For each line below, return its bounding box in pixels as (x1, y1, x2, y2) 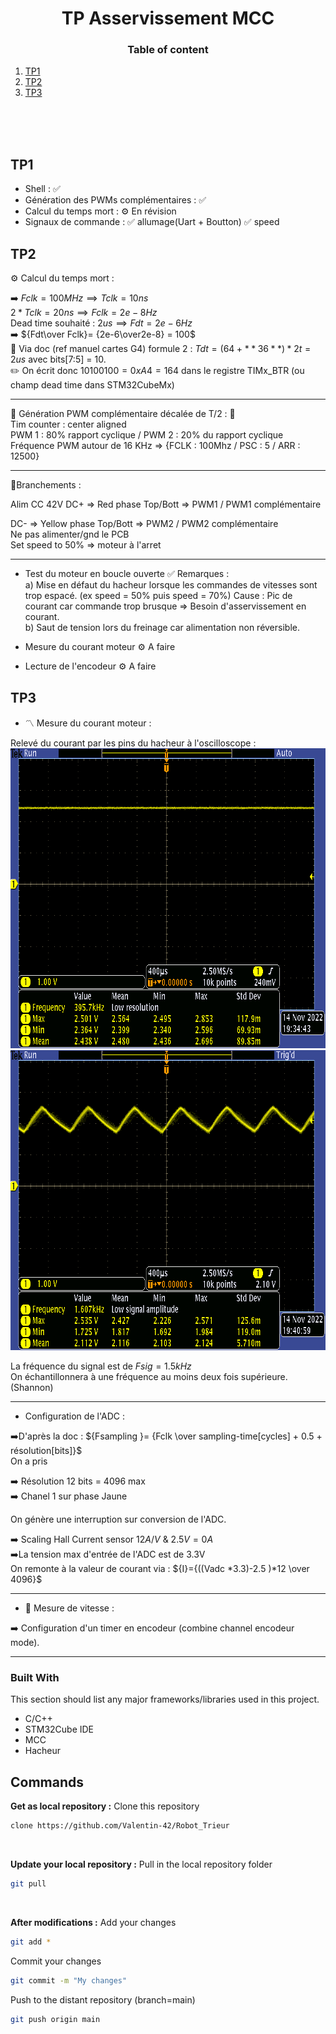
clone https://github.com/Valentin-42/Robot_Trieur (10, 1821, 230, 1831)
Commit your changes (10, 1955, 102, 1967)
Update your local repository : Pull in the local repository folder (10, 1858, 273, 1870)
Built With (10, 1670, 60, 1684)
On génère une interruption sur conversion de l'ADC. (10, 1513, 227, 1525)
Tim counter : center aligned (10, 418, 127, 431)
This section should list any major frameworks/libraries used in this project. (10, 1693, 320, 1706)
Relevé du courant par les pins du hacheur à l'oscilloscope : (10, 737, 257, 749)
